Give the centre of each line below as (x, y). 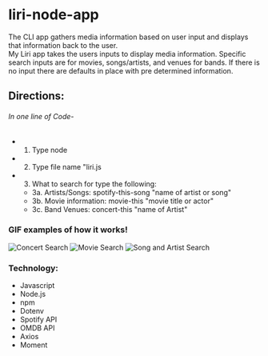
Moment (34, 345)
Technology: (33, 268)
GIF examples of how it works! (68, 230)
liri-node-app (54, 15)
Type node (50, 150)
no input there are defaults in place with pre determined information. (121, 70)
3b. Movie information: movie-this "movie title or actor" (123, 201)
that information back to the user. (63, 45)
